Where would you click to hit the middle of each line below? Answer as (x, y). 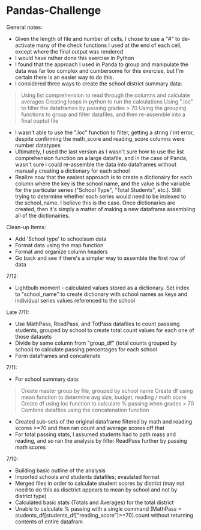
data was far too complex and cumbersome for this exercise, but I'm (99, 70)
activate (25, 45)
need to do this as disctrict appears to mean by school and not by (96, 489)
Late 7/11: (18, 312)
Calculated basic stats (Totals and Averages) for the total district (94, 502)
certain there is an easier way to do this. (64, 77)
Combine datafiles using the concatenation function (85, 410)
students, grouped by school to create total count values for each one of (104, 330)
